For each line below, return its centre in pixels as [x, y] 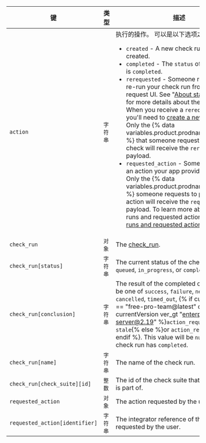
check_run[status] [36, 266]
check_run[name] [33, 362]
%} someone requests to [162, 194]
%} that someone [151, 140]
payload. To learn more [159, 209]
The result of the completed [156, 283]
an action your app [153, 171]
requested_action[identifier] [54, 423]
